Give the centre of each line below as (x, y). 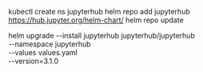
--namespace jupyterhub (50, 44)
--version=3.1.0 (33, 61)
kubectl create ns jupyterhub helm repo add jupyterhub (99, 12)
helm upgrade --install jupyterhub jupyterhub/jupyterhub (102, 36)
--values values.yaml (43, 52)
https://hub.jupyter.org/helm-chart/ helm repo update (96, 20)
